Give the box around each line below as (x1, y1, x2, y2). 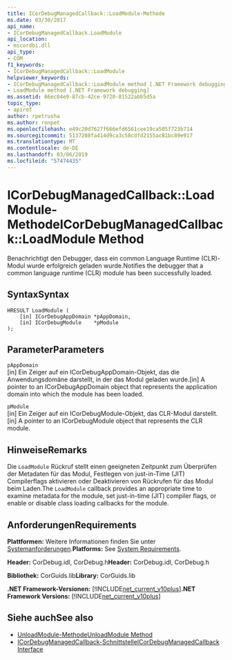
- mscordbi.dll (7, 42, 51, 49)
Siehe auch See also (7, 612, 94, 624)
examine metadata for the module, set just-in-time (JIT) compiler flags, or (7, 492, 217, 500)
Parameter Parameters (7, 343, 105, 355)
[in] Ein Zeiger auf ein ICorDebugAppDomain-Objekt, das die (7, 368, 180, 377)
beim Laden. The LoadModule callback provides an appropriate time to (7, 484, 202, 493)
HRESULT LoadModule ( (7, 307, 70, 314)
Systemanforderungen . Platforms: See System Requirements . (7, 544, 182, 552)
